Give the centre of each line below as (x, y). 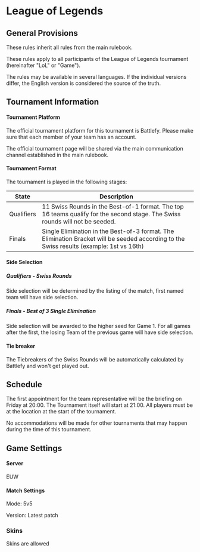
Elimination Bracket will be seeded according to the (113, 238)
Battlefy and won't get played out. (48, 366)
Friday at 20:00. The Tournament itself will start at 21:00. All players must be (100, 405)
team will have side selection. (42, 298)
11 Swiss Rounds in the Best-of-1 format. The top (113, 206)
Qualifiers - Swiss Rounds (39, 275)
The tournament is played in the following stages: (67, 182)
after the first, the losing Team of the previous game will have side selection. (100, 332)
